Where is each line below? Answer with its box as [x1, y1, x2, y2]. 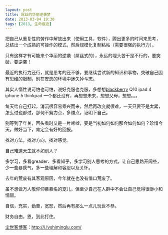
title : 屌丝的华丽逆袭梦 [5, 12, 51, 17]
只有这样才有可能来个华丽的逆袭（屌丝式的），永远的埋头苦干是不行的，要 [5, 53, 156, 59]
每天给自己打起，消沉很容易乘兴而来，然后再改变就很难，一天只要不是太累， [5, 103, 163, 109]
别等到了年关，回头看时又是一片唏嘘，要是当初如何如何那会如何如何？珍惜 [5, 120, 158, 126]
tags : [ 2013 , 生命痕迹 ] [5, 21, 51, 27]
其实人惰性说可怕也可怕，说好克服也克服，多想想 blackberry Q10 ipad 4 [5, 86, 151, 93]
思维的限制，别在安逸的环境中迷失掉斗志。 [9, 76, 97, 82]
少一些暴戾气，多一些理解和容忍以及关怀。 [5, 165, 93, 171]
